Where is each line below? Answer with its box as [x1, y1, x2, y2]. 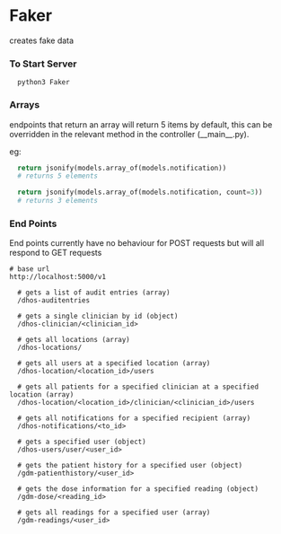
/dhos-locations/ [17, 343, 83, 353]
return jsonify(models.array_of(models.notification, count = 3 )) [17, 188, 263, 197]
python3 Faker [17, 78, 70, 87]
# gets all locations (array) [17, 336, 130, 345]
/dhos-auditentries [17, 296, 91, 305]
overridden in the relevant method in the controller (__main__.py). [9, 128, 250, 139]
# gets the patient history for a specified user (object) [17, 461, 243, 470]
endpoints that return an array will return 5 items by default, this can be [9, 118, 273, 130]
